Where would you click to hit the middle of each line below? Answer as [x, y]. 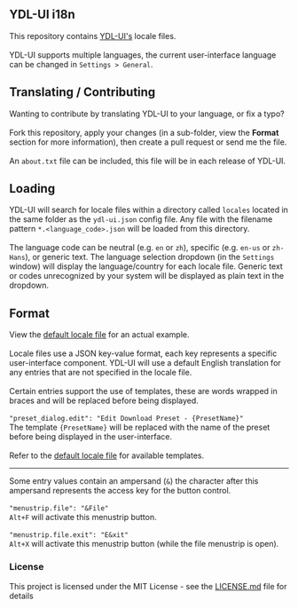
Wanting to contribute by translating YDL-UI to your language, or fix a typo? [147, 114]
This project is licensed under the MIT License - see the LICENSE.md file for [148, 586]
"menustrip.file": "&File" [59, 509]
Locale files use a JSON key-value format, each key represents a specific [143, 353]
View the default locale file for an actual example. [99, 335]
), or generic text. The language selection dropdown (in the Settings [150, 257]
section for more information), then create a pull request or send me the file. [148, 142]
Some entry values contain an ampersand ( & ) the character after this [134, 481]
